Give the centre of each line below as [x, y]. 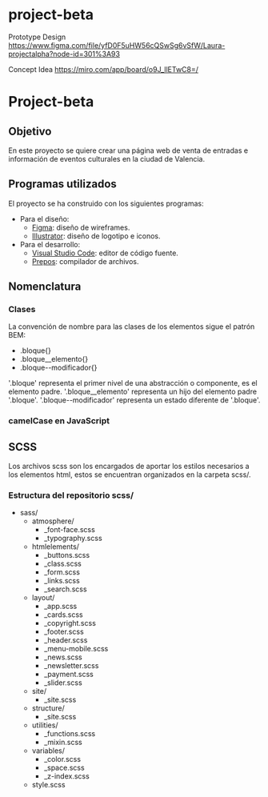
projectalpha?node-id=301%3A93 [64, 54]
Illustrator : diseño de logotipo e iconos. [96, 236]
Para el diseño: [44, 218]
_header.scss [66, 640]
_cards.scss [63, 615]
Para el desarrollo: [50, 244]
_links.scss [62, 581]
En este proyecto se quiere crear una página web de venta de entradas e [128, 150]
